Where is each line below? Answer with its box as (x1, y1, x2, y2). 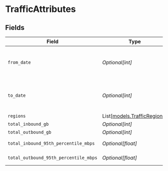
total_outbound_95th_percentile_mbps (7, 155, 97, 161)
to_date (7, 93, 26, 98)
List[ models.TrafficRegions (102, 113, 165, 119)
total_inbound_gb (7, 121, 49, 127)
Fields (5, 23, 25, 32)
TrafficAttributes (5, 3, 76, 15)
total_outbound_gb (7, 130, 51, 135)
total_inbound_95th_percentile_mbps (7, 141, 95, 146)
